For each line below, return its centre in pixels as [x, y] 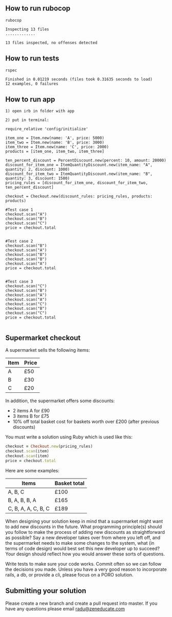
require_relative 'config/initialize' [47, 129]
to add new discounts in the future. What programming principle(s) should [84, 526]
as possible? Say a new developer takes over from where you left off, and [83, 538]
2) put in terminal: [27, 120]
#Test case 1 [19, 210]
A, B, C [16, 492]
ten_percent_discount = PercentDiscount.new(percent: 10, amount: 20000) [86, 161]
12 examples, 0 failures [32, 84]
